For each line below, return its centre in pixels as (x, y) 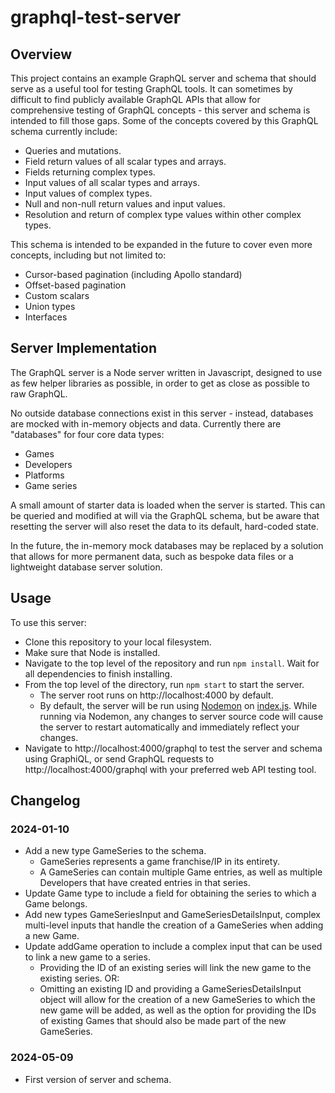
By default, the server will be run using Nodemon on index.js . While (178, 705)
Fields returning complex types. (90, 172)
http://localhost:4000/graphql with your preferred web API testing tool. (170, 769)
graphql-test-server (96, 17)
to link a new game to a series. (87, 957)
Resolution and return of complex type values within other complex (163, 214)
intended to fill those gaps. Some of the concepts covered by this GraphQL (164, 120)
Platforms (44, 475)
